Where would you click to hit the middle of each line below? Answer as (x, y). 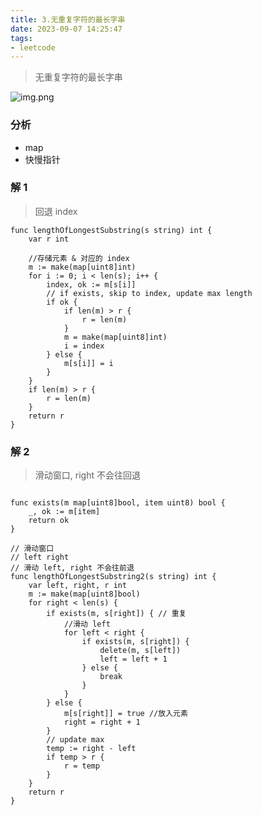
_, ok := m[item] (64, 512)
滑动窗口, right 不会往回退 (87, 475)
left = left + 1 (133, 659)
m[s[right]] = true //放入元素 (125, 714)
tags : (21, 38)
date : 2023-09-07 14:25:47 (66, 29)
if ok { (62, 302)
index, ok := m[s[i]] (91, 284)
